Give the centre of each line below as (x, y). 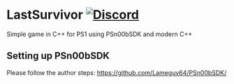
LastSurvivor (45, 15)
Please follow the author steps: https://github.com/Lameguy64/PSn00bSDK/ (117, 72)
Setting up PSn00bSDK (58, 56)
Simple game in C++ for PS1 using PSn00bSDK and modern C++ (100, 34)
